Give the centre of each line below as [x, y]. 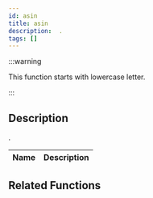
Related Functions [55, 185]
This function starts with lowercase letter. [77, 77]
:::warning [25, 61]
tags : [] [23, 38]
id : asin [23, 16]
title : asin [28, 23]
